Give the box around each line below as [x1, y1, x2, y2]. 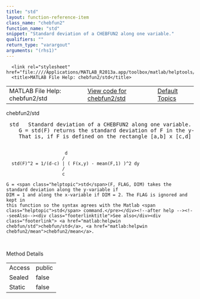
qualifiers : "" [6, 36, 44, 42]
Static [9, 283, 26, 291]
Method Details [6, 250, 43, 257]
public [35, 263, 54, 272]
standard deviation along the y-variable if [6, 186, 118, 193]
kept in [6, 197, 26, 203]
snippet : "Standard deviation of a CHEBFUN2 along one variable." [6, 31, 174, 37]
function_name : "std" [6, 25, 60, 32]
